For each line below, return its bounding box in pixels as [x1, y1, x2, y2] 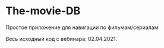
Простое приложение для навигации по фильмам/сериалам [5, 24, 159, 31]
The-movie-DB [5, 4, 81, 18]
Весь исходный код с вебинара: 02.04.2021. [5, 35, 117, 42]
